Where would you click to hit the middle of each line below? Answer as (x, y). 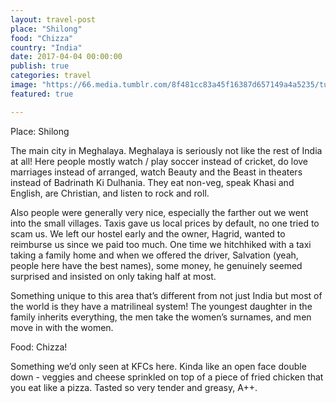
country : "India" (46, 47)
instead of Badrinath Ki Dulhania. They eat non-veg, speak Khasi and (152, 182)
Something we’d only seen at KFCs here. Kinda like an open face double (158, 366)
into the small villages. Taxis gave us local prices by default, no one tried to (165, 223)
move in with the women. (62, 327)
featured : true (42, 94)
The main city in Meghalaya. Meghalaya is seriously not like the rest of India (166, 150)
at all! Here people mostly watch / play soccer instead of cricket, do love (159, 161)
